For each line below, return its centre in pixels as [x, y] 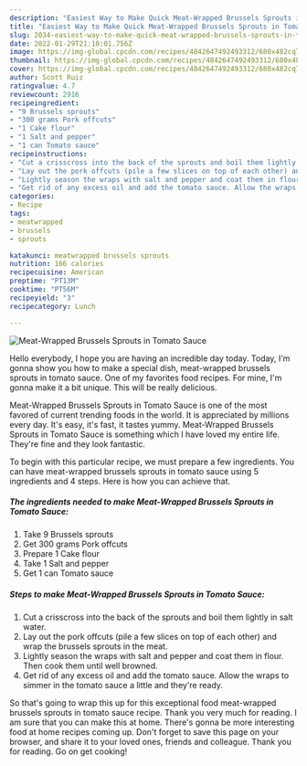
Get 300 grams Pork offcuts [75, 544]
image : [22, 52]
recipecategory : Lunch [53, 306]
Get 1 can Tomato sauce [68, 573]
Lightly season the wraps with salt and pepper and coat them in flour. [153, 656]
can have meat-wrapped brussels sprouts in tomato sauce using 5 [134, 471]
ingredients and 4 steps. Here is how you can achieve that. [120, 481]
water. [35, 627]
